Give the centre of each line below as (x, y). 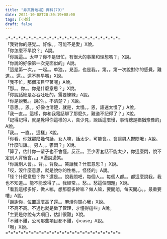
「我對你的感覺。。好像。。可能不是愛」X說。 (51, 44)
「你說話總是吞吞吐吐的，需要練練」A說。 (49, 95)
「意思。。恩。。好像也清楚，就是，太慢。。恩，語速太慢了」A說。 (72, 107)
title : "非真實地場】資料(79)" (35, 10)
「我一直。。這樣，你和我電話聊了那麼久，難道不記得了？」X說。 (72, 113)
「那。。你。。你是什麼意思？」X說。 (42, 88)
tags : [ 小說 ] (18, 19)
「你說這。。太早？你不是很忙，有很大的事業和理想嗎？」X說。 (70, 57)
